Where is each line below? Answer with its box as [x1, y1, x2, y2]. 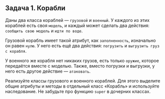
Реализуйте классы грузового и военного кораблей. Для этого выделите [5, 78, 161, 84]
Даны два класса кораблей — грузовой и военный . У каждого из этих [5, 17, 150, 23]
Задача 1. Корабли [5, 4, 66, 12]
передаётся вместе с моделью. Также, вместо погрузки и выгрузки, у [5, 63, 155, 69]
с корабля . [5, 48, 27, 54]
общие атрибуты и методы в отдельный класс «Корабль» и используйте [5, 83, 160, 89]
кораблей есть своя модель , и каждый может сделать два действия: [5, 22, 150, 28]
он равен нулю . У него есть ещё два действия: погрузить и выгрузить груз [5, 42, 160, 49]
